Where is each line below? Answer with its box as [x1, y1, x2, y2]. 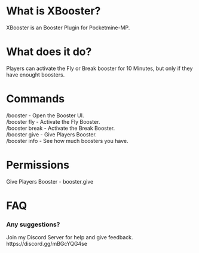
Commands [6, 92, 65, 106]
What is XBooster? [6, 4, 101, 18]
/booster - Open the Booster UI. [6, 112, 84, 119]
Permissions [6, 158, 70, 172]
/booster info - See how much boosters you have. [6, 137, 128, 144]
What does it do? [6, 45, 92, 59]
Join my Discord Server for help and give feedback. [6, 234, 133, 241]
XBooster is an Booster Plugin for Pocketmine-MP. [6, 24, 130, 31]
